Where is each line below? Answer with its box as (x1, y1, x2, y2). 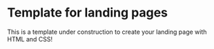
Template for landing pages (7, 5, 168, 21)
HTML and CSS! (7, 35, 53, 43)
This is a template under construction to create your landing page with (7, 28, 207, 36)
